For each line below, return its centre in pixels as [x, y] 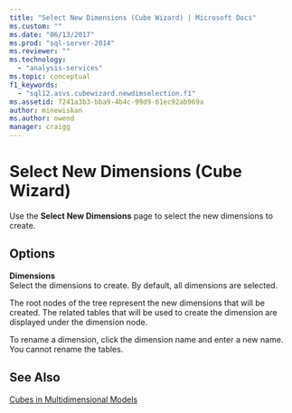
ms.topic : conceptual [50, 77]
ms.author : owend [42, 118]
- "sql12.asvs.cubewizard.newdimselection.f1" [107, 93]
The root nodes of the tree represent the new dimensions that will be [137, 303]
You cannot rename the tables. [66, 349]
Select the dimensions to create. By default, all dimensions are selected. [144, 285]
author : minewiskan [46, 110]
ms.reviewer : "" [40, 52]
